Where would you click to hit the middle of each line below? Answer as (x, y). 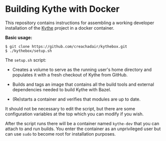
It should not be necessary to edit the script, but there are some (70, 108)
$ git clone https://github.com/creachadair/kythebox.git (66, 46)
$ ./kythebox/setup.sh (28, 51)
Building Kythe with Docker (62, 9)
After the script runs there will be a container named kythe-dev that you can (82, 123)
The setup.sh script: (26, 60)
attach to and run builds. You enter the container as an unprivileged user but (83, 129)
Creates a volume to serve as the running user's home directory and (82, 70)
